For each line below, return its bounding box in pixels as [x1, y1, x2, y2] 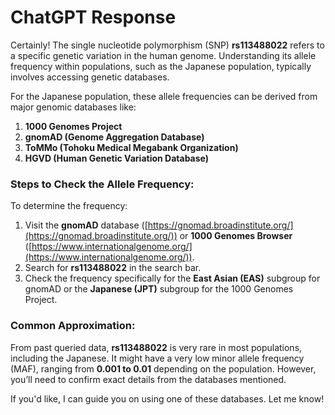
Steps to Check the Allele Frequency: [10, 177, 195, 191]
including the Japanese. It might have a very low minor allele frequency [10, 352, 305, 364]
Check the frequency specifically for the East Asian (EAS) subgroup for [24, 272, 321, 285]
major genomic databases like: [10, 101, 137, 113]
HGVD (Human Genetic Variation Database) [24, 152, 209, 164]
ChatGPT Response [10, 6, 177, 29]
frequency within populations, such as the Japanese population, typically [10, 60, 312, 72]
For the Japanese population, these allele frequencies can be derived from [10, 90, 318, 102]
